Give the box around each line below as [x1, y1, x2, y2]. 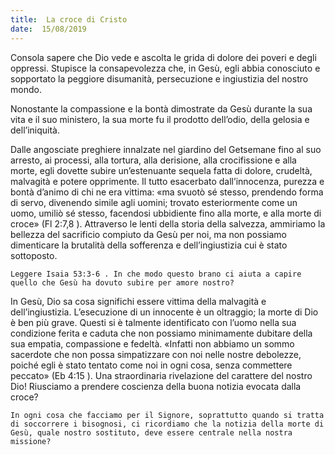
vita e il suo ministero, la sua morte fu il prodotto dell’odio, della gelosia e [10, 113, 310, 125]
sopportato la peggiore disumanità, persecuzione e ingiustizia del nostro [10, 72, 309, 85]
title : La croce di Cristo [10, 14, 128, 25]
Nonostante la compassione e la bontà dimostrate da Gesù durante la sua [10, 102, 313, 115]
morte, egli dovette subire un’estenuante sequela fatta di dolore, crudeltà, [10, 164, 313, 176]
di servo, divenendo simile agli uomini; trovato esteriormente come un [10, 196, 298, 208]
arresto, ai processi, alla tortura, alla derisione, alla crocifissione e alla [10, 154, 297, 166]
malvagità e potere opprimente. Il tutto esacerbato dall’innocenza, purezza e [10, 175, 325, 187]
